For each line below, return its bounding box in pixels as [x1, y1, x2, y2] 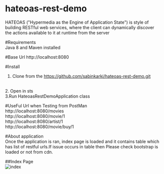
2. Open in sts [5, 88, 33, 94]
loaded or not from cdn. [5, 149, 53, 155]
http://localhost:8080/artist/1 [5, 118, 63, 124]
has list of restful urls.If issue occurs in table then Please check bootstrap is [5, 143, 159, 149]
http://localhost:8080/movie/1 [5, 113, 65, 119]
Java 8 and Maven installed [5, 44, 60, 50]
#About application [5, 133, 44, 139]
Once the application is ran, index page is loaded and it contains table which [5, 139, 160, 144]
